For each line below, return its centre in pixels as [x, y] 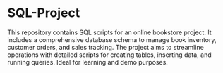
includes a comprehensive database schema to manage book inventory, [112, 39]
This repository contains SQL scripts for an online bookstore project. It [109, 32]
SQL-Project [44, 13]
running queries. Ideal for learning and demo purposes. [88, 62]
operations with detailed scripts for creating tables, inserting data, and [109, 55]
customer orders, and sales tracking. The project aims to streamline [106, 47]
